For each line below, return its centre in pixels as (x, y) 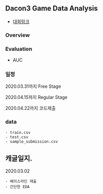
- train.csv (18, 132)
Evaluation (19, 49)
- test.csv (17, 137)
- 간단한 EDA (17, 187)
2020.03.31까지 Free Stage (33, 86)
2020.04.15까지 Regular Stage (36, 98)
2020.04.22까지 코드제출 (31, 108)
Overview (18, 35)
